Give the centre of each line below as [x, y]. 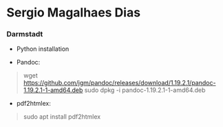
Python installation [43, 49]
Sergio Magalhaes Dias [74, 13]
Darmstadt [25, 34]
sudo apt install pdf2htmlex [62, 117]
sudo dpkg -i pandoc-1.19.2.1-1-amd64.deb [145, 90]
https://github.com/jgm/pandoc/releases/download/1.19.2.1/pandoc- [119, 83]
